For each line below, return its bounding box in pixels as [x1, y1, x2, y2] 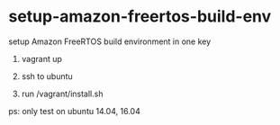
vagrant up [21, 53, 62, 64]
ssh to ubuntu [21, 70, 73, 82]
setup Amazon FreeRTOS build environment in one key [8, 36, 212, 47]
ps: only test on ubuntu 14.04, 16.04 [8, 105, 140, 116]
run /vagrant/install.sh [21, 88, 104, 99]
